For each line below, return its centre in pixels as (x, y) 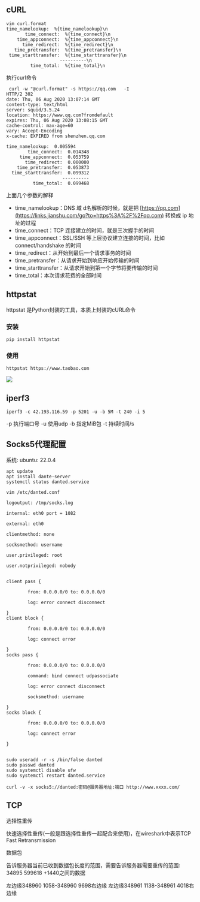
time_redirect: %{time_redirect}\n (67, 44)
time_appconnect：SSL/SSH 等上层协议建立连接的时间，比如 (90, 238)
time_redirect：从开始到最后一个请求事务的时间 (73, 253)
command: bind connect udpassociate (73, 676)
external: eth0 (25, 524)
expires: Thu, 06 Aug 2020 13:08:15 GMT (57, 120)
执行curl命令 (21, 77)
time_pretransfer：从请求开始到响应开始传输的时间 (77, 260)
